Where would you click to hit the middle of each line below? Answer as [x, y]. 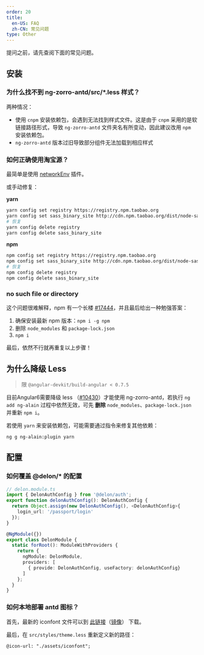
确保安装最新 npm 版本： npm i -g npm [63, 321]
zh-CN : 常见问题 [31, 29]
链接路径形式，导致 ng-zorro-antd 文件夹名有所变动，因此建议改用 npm [103, 127]
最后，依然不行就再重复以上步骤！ [49, 348]
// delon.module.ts [31, 489]
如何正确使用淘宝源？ [37, 160]
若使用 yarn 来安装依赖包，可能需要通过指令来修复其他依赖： [83, 425]
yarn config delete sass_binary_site [54, 233]
